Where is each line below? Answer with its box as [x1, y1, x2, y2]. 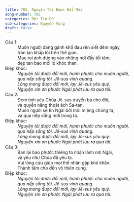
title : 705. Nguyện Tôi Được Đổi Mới [5, 7, 83, 12]
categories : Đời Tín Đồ [5, 16, 54, 21]
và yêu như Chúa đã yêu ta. [17, 155, 73, 161]
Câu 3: [5, 144, 19, 150]
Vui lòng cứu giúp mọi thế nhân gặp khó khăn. [17, 160, 111, 166]
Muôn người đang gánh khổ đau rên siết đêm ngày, [17, 44, 121, 50]
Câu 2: [5, 92, 19, 98]
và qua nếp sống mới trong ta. [17, 113, 79, 119]
